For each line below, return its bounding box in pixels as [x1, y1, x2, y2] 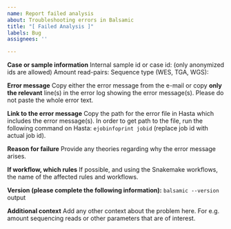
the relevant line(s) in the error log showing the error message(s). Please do [7, 89, 224, 97]
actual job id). [7, 132, 46, 140]
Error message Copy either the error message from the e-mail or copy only [7, 81, 222, 90]
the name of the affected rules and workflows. [7, 173, 139, 181]
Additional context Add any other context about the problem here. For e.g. [7, 207, 220, 215]
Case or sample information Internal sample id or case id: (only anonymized [7, 61, 225, 69]
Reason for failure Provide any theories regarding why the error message [7, 145, 216, 153]
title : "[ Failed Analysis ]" [7, 23, 94, 30]
